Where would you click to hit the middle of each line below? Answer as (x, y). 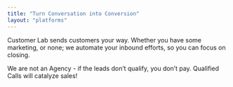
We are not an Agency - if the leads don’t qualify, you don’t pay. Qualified (113, 68)
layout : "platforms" (38, 20)
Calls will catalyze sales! (42, 76)
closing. (19, 55)
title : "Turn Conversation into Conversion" (73, 14)
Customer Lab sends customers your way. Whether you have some (105, 40)
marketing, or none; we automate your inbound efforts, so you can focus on (116, 47)
